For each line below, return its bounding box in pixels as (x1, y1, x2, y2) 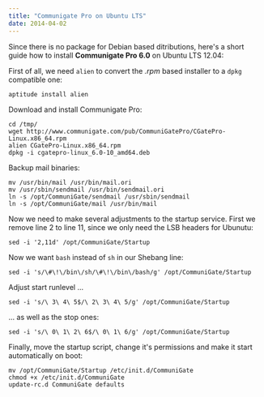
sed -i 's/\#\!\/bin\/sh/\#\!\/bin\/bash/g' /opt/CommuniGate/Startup (8, 268, 252, 276)
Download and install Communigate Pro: (8, 105, 143, 114)
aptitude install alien (8, 90, 89, 98)
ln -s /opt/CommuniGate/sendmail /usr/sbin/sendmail (8, 192, 190, 201)
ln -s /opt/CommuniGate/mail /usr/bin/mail (8, 199, 158, 207)
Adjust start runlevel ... (8, 282, 83, 292)
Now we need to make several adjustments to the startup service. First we (8, 214, 257, 224)
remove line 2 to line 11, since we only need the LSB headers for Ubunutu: (8, 222, 253, 232)
